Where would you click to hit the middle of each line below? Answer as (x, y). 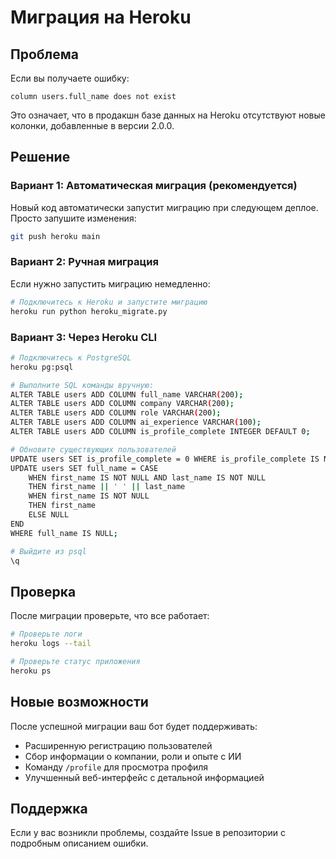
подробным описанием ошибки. (79, 843)
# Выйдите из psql (48, 551)
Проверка (43, 591)
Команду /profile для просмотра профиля (116, 767)
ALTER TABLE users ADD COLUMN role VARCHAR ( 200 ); (116, 413)
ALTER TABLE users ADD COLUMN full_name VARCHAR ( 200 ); (127, 394)
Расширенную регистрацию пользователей (118, 745)
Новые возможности (79, 702)
